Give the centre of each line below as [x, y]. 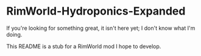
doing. [14, 34]
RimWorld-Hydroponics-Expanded [96, 11]
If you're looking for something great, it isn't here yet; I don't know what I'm [101, 28]
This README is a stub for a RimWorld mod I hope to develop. [84, 46]
